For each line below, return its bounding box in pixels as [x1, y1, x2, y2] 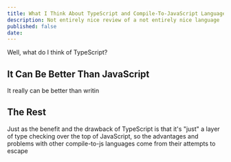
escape [7, 146, 29, 155]
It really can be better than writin [7, 87, 100, 95]
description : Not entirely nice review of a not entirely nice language [7, 17, 220, 23]
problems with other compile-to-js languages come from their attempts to [7, 139, 216, 148]
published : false [7, 23, 57, 30]
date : [7, 29, 23, 37]
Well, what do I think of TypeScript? [7, 48, 108, 57]
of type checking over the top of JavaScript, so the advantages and [7, 132, 199, 140]
